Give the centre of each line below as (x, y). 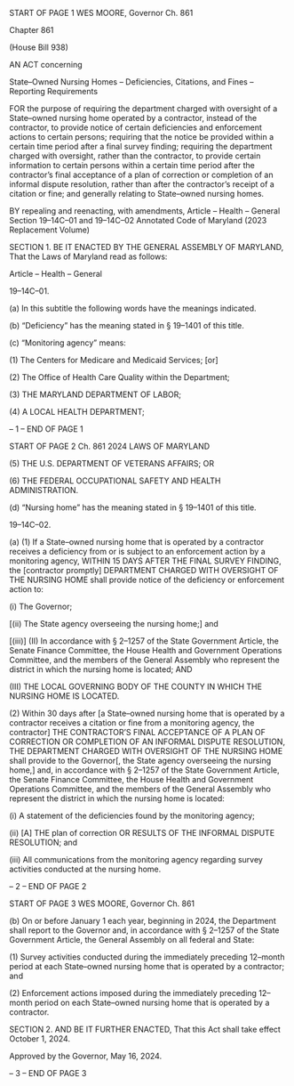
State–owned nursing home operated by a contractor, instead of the (133, 118)
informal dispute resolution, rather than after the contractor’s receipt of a (142, 184)
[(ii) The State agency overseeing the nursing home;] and (114, 624)
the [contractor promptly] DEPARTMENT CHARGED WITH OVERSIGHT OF (144, 570)
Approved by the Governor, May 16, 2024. (86, 1056)
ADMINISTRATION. (44, 490)
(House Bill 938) (39, 47)
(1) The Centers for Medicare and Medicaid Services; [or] (114, 360)
